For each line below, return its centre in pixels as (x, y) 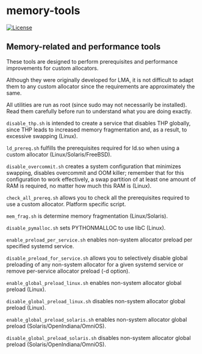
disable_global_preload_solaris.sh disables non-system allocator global (99, 337)
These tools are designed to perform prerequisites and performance (92, 61)
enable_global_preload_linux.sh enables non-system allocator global (94, 282)
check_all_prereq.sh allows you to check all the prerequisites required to (98, 197)
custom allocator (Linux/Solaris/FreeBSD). (59, 154)
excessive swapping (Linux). (42, 136)
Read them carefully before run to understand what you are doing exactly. (99, 111)
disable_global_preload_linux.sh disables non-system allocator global (96, 301)
